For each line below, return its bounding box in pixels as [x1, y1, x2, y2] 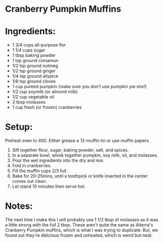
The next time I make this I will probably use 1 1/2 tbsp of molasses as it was [5, 217, 159, 222]
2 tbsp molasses [12, 99, 46, 105]
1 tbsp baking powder [12, 52, 56, 58]
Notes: [5, 200, 33, 212]
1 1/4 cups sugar [12, 47, 46, 53]
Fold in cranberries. [12, 163, 52, 169]
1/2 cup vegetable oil [12, 94, 55, 100]
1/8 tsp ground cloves [12, 78, 56, 84]
